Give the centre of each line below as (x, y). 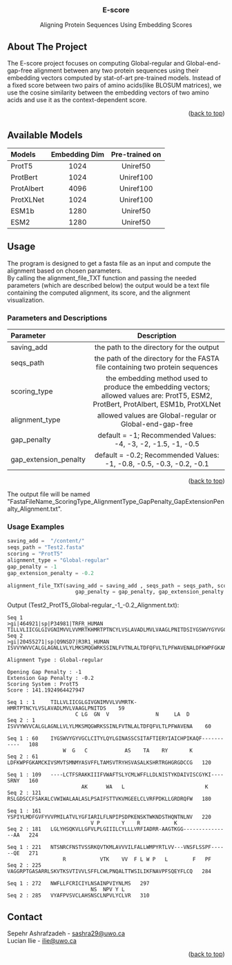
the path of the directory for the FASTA (157, 359)
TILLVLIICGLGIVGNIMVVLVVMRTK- (94, 703)
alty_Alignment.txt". (35, 509)
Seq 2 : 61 (23, 757)
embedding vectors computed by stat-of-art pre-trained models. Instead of (114, 78)
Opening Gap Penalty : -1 (44, 672)
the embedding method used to (157, 378)
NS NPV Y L (108, 890)
